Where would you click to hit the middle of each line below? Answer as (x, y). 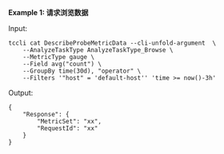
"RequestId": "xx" (68, 128)
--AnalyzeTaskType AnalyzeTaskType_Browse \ (98, 50)
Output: (21, 93)
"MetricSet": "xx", (70, 121)
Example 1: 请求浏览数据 (48, 12)
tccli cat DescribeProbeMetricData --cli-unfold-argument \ (112, 43)
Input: (18, 28)
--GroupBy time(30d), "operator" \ (82, 71)
